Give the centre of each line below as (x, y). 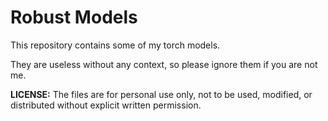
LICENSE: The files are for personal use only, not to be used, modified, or (161, 94)
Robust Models (74, 17)
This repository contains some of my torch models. (115, 45)
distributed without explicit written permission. (106, 105)
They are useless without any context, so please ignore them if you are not (164, 64)
